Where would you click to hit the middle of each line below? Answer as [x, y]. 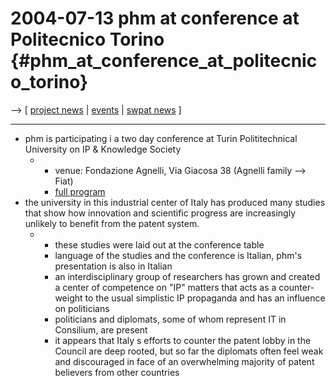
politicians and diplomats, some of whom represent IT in [170, 319]
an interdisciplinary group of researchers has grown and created [187, 276]
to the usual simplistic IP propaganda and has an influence [205, 298]
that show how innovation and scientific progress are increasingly [160, 213]
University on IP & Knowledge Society [103, 149]
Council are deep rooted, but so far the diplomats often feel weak [189, 351]
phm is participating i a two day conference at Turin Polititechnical [161, 138]
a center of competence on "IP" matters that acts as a [165, 287]
